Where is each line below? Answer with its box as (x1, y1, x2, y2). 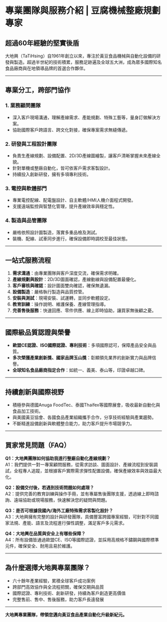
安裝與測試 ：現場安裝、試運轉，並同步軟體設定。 (12, 295, 113, 301)
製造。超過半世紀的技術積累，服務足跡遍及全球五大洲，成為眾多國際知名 (13, 59, 162, 65)
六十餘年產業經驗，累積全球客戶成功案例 (12, 578, 95, 584)
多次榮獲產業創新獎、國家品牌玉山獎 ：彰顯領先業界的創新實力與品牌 (12, 355, 152, 361)
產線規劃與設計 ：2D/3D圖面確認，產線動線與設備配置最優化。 (12, 276, 139, 282)
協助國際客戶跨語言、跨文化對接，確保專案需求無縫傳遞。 (12, 127, 130, 133)
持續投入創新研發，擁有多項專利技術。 (12, 171, 91, 177)
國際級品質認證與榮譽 (5, 328, 71, 337)
